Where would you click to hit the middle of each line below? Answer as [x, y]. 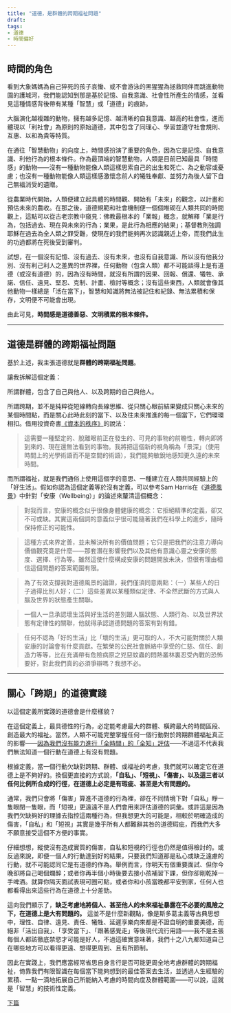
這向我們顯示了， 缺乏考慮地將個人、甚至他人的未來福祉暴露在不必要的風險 [112, 904]
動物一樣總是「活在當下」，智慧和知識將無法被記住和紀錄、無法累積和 [111, 291]
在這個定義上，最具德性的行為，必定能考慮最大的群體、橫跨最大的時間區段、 [115, 726]
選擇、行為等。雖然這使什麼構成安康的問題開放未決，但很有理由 [126, 559]
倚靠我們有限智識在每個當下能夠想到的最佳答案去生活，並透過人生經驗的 [121, 971]
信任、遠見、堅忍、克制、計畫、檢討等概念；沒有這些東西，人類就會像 [118, 282]
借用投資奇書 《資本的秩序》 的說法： [76, 423]
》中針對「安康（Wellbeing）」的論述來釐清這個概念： [89, 495]
